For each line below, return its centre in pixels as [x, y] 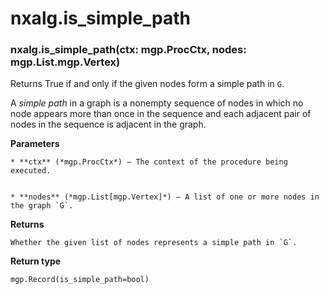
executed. [31, 171]
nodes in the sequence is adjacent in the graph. [108, 124]
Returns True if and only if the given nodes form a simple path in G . [147, 84]
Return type [36, 261]
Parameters [35, 144]
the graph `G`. [42, 206]
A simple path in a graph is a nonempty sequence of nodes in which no [157, 103]
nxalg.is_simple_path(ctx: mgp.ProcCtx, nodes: [128, 50]
